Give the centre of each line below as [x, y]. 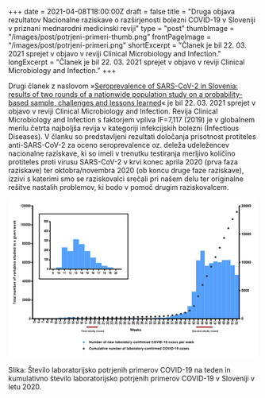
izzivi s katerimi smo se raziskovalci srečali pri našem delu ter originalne [126, 179]
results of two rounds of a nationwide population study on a [106, 94]
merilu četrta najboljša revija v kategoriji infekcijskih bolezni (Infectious [124, 128]
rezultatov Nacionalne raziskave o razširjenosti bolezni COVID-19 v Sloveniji [132, 20]
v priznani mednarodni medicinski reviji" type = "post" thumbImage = [121, 28]
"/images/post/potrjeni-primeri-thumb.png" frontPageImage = [110, 37]
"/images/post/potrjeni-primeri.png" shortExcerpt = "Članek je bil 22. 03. [128, 45]
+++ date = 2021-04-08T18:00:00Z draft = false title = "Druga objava [122, 12]
